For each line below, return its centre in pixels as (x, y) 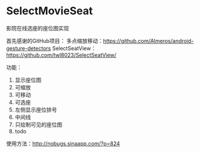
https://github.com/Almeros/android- (148, 40)
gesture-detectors (29, 48)
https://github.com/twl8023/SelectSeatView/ (61, 55)
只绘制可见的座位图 (39, 124)
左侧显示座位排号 (36, 110)
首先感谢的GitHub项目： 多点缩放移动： (55, 40)
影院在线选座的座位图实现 (38, 28)
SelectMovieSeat (50, 11)
